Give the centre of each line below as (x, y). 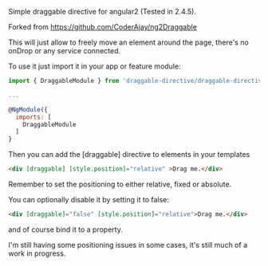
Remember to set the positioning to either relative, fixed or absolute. (120, 184)
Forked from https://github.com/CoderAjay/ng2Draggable (103, 27)
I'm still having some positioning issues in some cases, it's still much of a (128, 244)
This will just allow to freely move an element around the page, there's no (128, 42)
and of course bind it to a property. (66, 229)
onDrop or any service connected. (65, 51)
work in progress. (37, 253)
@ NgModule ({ (28, 110)
